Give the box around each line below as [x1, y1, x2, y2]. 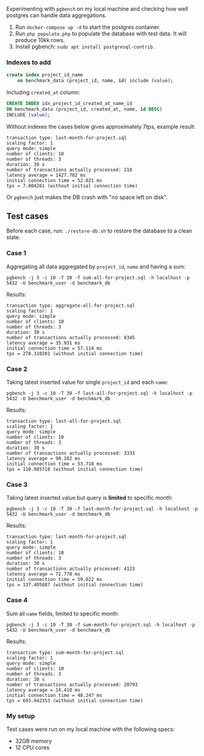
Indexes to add [6, 58, 51, 67]
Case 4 [6, 596, 28, 605]
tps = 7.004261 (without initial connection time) [6, 182, 138, 189]
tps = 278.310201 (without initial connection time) [6, 350, 144, 356]
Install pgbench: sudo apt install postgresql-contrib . [15, 43, 155, 50]
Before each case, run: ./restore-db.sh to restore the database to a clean [6, 227, 192, 234]
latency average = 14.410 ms [6, 686, 81, 693]
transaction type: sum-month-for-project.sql [6, 649, 124, 655]
